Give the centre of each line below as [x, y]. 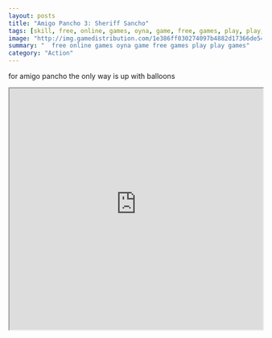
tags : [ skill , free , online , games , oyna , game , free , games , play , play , [136, 31]
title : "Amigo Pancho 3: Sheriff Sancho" [79, 23]
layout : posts [32, 16]
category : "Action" [41, 53]
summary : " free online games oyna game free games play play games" [129, 46]
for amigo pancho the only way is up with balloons [92, 76]
